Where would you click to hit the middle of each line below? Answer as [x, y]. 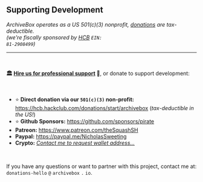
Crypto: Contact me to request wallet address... [75, 143]
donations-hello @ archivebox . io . [49, 172]
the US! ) [25, 114]
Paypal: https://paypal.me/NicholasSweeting [71, 136]
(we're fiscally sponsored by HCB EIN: [54, 37]
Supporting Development [55, 10]
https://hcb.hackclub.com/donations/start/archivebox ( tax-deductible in [105, 108]
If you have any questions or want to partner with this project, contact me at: [101, 166]
